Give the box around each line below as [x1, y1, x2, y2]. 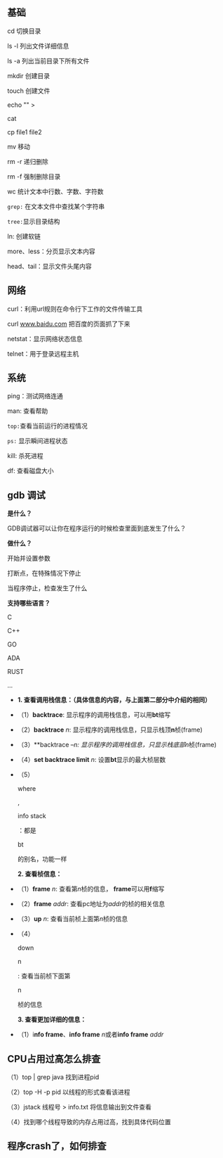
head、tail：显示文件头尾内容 [7, 262, 93, 270]
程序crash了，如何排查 [7, 1140, 107, 1152]
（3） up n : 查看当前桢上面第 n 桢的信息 [17, 915, 128, 923]
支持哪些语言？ [7, 599, 50, 607]
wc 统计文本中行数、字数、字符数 [7, 187, 104, 196]
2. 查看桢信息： [17, 870, 62, 878]
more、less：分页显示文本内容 [7, 247, 96, 255]
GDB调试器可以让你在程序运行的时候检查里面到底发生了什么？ [7, 524, 187, 533]
